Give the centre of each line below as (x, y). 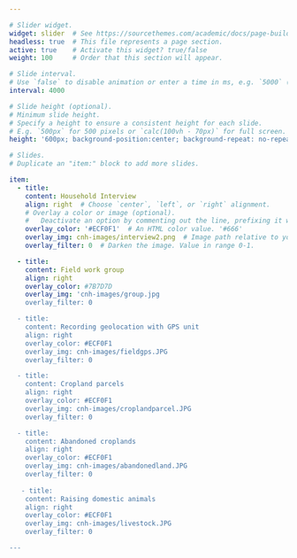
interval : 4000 (37, 90)
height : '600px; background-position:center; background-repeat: (132, 139)
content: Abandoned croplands (81, 441)
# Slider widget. (41, 25)
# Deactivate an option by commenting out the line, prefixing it (154, 221)
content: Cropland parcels (75, 384)
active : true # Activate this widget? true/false (108, 50)
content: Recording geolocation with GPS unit (112, 327)
